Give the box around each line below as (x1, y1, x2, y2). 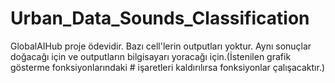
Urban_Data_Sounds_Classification (10, 7, 310, 30)
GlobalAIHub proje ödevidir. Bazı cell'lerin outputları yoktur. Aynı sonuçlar (10, 40, 312, 52)
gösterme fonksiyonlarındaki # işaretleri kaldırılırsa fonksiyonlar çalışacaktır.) (10, 61, 326, 73)
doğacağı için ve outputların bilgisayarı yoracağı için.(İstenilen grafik (10, 50, 292, 62)
